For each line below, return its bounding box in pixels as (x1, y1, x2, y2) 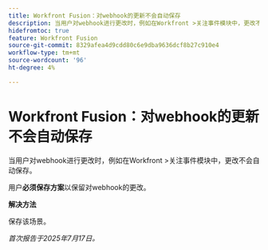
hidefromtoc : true (8, 26, 69, 34)
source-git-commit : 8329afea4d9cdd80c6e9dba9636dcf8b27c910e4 (8, 42, 219, 50)
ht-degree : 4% (8, 64, 56, 72)
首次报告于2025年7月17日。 (8, 233, 100, 243)
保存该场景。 (8, 216, 50, 226)
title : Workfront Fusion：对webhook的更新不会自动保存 (8, 11, 181, 20)
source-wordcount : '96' (8, 57, 88, 65)
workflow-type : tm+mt (8, 49, 81, 57)
